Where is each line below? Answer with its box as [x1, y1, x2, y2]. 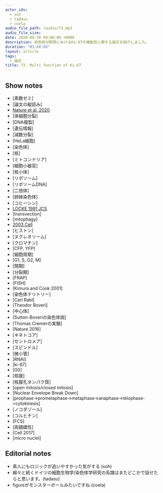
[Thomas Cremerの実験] [12, 320, 62, 326]
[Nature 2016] [12, 326, 41, 332]
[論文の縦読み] [12, 101, 42, 107]
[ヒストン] [12, 227, 34, 233]
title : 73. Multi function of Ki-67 [5, 63, 81, 68]
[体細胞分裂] [12, 113, 38, 119]
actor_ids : [5, 7, 28, 12]
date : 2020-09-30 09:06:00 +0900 [5, 35, 75, 40]
